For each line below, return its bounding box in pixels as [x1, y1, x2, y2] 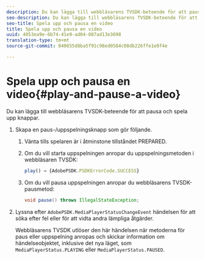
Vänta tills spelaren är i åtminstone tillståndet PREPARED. [24, 138, 167, 145]
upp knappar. [6, 114, 40, 121]
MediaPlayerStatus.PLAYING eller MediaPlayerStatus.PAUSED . [15, 246, 165, 253]
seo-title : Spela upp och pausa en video [6, 20, 113, 26]
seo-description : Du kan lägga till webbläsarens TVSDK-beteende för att [6, 15, 198, 21]
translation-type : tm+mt [6, 37, 70, 43]
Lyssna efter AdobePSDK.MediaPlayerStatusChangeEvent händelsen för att [15, 208, 196, 215]
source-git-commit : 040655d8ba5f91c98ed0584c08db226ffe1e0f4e [6, 43, 168, 49]
